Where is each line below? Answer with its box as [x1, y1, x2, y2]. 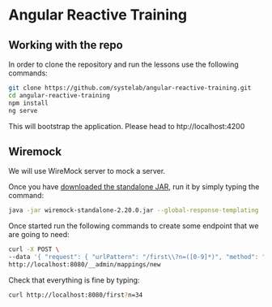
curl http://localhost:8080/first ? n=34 [8, 291, 143, 299]
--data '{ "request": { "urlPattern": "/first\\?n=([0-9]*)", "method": [8, 253, 259, 262]
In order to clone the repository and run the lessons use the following [8, 59, 239, 69]
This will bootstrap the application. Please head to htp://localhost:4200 [8, 121, 245, 131]
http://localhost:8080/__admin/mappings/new [8, 260, 161, 269]
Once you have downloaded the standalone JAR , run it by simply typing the [8, 182, 260, 192]
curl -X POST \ [8, 245, 60, 253]
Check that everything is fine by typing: [8, 275, 140, 285]
